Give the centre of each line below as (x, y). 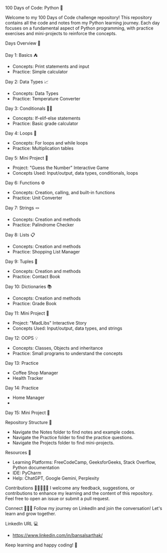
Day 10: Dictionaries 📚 (29, 287)
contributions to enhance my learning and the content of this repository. (79, 493)
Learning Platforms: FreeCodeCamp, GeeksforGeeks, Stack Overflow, (84, 462)
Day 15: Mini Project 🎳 (27, 412)
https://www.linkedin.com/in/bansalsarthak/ (57, 535)
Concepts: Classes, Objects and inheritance (58, 348)
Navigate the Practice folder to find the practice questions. (73, 437)
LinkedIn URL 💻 (22, 524)
